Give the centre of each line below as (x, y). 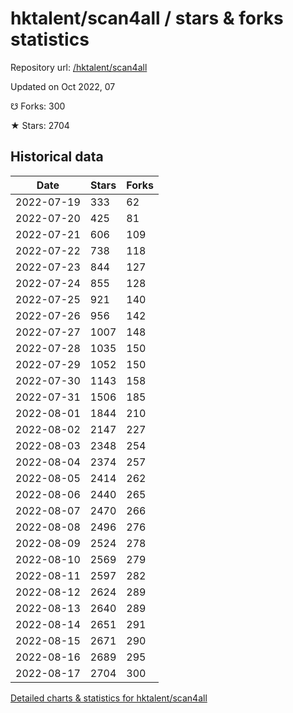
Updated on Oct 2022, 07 (63, 86)
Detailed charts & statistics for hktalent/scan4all (109, 698)
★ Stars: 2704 (40, 125)
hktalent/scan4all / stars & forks (147, 18)
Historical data (57, 157)
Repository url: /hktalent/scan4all (79, 67)
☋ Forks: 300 (38, 106)
